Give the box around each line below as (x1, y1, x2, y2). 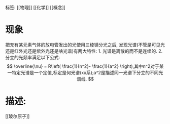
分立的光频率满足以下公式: (5, 54, 60, 60)
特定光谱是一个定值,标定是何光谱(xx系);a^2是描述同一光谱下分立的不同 (12, 69, 159, 75)
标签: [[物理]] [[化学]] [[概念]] (5, 5, 66, 10)
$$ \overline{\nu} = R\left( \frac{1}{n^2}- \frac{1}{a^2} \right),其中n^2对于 (7, 63, 160, 69)
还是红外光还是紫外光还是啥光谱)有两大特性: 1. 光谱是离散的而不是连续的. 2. (5, 48, 163, 54)
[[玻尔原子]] (5, 113, 30, 119)
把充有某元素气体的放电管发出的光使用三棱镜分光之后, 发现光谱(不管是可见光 (5, 42, 165, 48)
